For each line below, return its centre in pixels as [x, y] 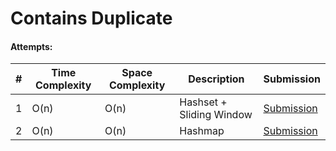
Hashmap [202, 131]
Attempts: [31, 46]
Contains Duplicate [91, 18]
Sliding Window [216, 115]
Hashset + [203, 102]
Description [216, 79]
